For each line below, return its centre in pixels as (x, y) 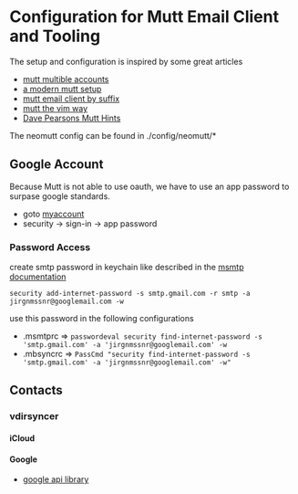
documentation (38, 277)
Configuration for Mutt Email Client (144, 17)
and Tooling (55, 36)
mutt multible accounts (66, 79)
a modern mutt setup (62, 89)
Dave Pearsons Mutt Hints (72, 118)
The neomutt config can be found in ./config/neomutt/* (113, 135)
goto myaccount (53, 214)
